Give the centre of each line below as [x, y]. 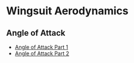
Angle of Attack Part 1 [41, 47]
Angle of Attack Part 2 [42, 53]
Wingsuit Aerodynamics [67, 11]
